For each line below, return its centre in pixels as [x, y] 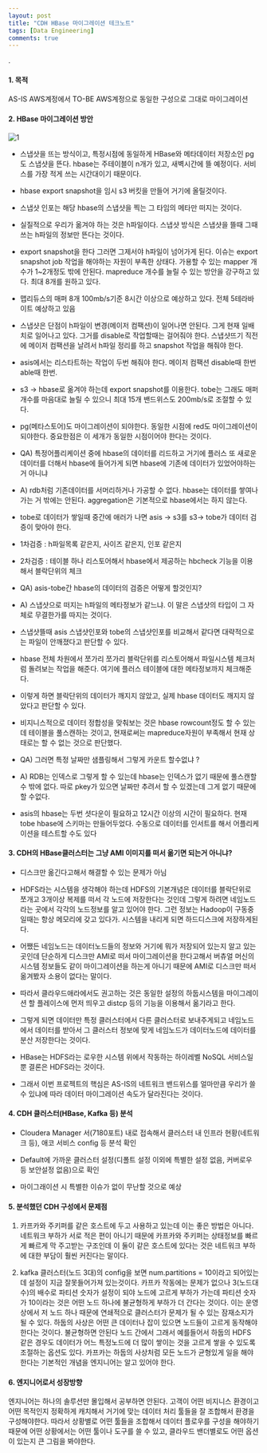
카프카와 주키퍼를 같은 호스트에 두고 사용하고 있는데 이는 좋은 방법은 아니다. [137, 1225]
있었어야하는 [237, 463]
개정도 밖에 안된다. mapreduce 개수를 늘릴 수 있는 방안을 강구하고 [149, 271]
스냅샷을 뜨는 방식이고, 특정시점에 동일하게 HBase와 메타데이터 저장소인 [132, 153]
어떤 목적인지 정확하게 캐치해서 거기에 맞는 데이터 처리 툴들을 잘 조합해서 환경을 [132, 1411]
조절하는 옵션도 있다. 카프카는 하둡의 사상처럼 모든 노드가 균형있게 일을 [129, 1352]
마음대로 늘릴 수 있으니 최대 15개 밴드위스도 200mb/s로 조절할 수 [142, 399]
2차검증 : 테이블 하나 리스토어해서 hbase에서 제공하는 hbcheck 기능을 [129, 560]
